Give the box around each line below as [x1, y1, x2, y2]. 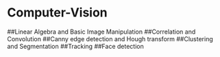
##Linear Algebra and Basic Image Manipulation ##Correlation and [7, 27, 196, 36]
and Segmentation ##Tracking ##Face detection [7, 42, 144, 50]
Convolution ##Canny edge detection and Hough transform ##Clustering [7, 34, 214, 43]
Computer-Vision [7, 5, 108, 21]
